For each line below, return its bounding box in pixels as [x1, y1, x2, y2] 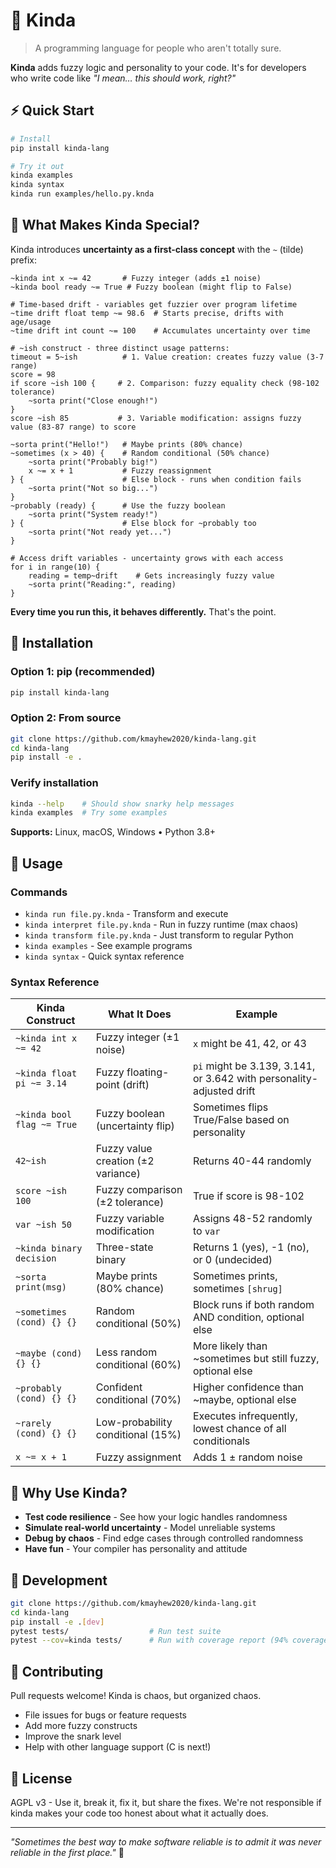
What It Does [107, 1007, 172, 1021]
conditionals [192, 1434, 251, 1448]
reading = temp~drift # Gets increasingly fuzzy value [28, 570, 275, 581]
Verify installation [10, 776, 99, 790]
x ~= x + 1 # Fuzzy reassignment [28, 465, 213, 476]
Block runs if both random [192, 1298, 315, 1312]
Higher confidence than [192, 1380, 305, 1394]
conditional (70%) [95, 1393, 182, 1407]
